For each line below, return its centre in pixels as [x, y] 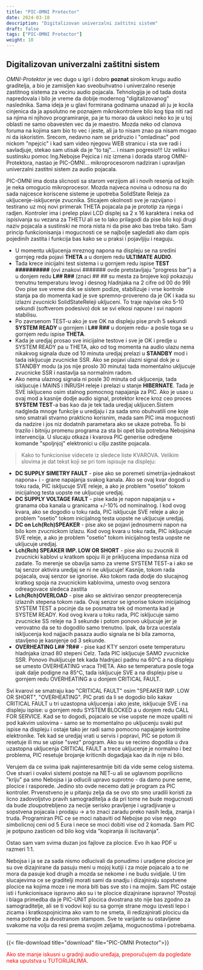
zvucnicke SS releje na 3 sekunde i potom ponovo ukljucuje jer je [96, 621]
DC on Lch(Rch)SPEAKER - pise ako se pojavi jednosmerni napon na [101, 525]
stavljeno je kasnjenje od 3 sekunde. [60, 640]
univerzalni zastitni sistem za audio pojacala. [62, 169]
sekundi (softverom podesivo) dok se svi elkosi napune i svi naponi [98, 308]
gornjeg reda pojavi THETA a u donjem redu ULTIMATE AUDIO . [94, 257]
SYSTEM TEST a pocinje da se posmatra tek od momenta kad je [95, 608]
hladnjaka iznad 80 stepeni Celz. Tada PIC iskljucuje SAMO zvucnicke [102, 653]
